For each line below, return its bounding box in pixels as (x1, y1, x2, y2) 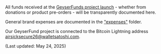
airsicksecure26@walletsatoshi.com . (5, 34, 80, 39)
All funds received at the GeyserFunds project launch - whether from (5, 4, 147, 10)
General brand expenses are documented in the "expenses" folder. (5, 19, 142, 25)
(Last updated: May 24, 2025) (5, 43, 66, 49)
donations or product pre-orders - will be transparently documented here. (5, 9, 157, 15)
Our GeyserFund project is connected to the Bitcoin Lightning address (5, 28, 149, 34)
